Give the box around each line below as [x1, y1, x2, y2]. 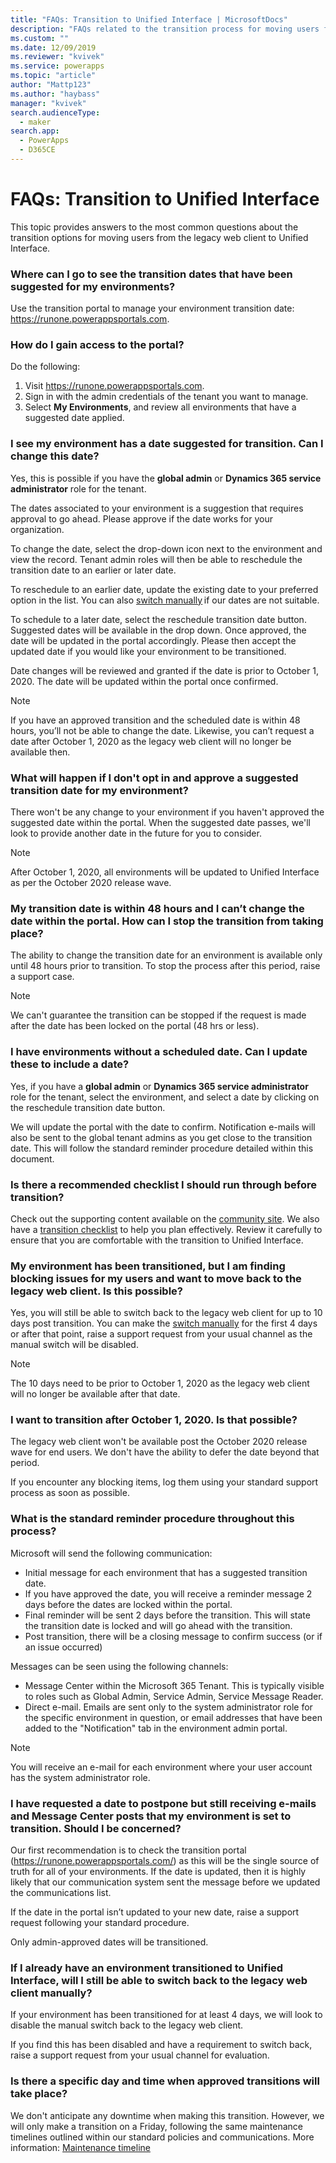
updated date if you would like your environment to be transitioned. [10, 645, 287, 657]
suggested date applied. [24, 412, 125, 424]
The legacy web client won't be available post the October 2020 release [10, 1436, 308, 1448]
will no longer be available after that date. [10, 1388, 181, 1400]
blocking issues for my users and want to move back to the [10, 1271, 302, 1285]
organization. [10, 523, 65, 535]
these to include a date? [10, 1057, 130, 1071]
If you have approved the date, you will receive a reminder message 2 [24, 1587, 313, 1600]
